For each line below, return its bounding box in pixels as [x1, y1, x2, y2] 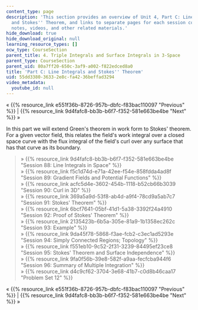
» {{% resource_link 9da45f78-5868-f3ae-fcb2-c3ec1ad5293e [20, 230, 174, 237]
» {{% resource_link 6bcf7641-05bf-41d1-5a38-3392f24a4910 [20, 205, 173, 212]
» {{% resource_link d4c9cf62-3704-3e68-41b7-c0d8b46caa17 [20, 268, 176, 275]
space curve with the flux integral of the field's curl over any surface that [6, 138, 183, 145]
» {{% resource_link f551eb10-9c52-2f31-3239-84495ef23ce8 [20, 242, 173, 250]
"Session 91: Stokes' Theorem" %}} [20, 199, 107, 206]
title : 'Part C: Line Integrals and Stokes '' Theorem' [6, 69, 144, 75]
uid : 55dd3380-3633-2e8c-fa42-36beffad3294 [6, 74, 115, 80]
